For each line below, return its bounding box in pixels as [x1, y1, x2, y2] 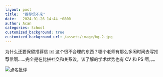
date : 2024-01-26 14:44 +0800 [5, 16, 71, 21]
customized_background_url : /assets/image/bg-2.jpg [5, 35, 113, 40]
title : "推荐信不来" [5, 12, 46, 17]
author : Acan [5, 21, 32, 26]
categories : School [5, 26, 45, 30]
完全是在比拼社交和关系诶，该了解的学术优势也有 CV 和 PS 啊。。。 [25, 56, 158, 62]
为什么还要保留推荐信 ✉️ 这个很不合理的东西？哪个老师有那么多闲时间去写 [5, 49, 154, 54]
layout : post [5, 7, 32, 12]
